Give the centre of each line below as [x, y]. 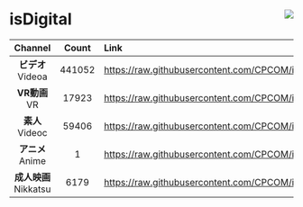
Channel [32, 48]
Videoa [32, 76]
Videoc [32, 132]
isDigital [41, 19]
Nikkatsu [32, 189]
